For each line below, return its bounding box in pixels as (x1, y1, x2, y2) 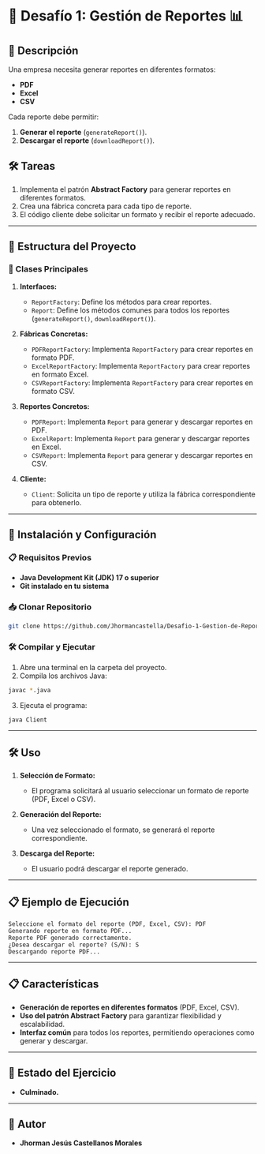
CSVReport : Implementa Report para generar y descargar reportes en (31, 450, 253, 459)
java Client (8, 716, 47, 724)
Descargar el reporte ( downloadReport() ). (19, 136, 155, 145)
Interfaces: (19, 282, 58, 291)
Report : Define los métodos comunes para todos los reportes (31, 305, 230, 315)
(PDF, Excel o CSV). (31, 795, 96, 804)
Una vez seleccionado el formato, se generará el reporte (31, 825, 215, 834)
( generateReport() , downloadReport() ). (31, 313, 156, 323)
